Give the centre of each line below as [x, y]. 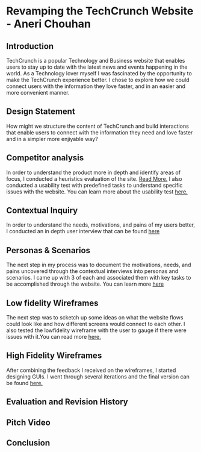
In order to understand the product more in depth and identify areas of [94, 172]
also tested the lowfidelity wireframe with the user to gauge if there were [96, 330]
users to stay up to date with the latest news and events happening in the [97, 67]
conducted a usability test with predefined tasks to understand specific [94, 185]
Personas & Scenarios [48, 250]
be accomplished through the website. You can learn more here [85, 284]
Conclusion [28, 443]
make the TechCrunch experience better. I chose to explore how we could [98, 80]
